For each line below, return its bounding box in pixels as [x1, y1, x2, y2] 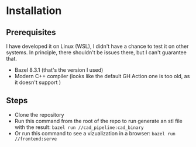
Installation [6, 4, 62, 17]
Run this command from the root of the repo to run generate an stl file [14, 117, 183, 124]
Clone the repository [14, 111, 64, 118]
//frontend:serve [14, 136, 57, 142]
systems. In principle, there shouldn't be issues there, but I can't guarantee [6, 49, 187, 56]
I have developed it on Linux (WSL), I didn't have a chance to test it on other [6, 43, 189, 50]
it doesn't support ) [14, 79, 61, 86]
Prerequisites [6, 27, 56, 37]
